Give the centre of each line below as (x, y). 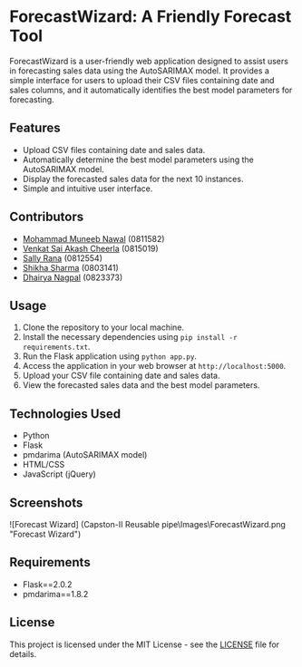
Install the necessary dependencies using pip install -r (130, 337)
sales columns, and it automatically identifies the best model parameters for (151, 90)
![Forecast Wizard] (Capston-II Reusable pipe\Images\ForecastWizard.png (147, 524)
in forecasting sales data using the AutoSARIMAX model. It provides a (140, 71)
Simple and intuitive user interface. (88, 188)
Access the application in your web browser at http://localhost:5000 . (154, 366)
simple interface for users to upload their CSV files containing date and (142, 80)
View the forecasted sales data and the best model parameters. (141, 385)
